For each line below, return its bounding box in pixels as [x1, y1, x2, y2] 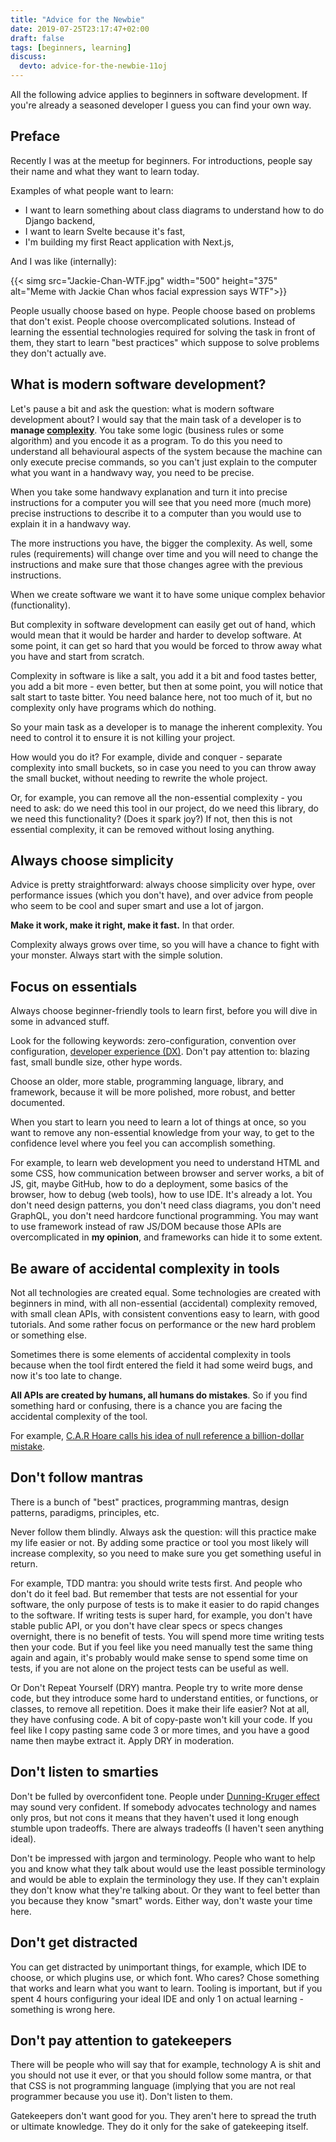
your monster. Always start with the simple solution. [10, 949, 223, 961]
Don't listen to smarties [10, 1764, 159, 1781]
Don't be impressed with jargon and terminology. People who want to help [10, 1852, 316, 1864]
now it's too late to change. [10, 1370, 123, 1382]
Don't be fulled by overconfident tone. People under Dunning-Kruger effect [10, 1790, 320, 1802]
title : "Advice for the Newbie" [10, 14, 145, 25]
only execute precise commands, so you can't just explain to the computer [10, 456, 318, 468]
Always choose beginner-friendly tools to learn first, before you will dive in [10, 1005, 318, 1017]
